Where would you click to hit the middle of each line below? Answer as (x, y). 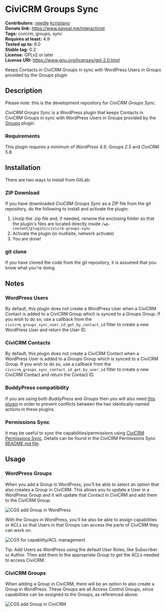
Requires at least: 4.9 (28, 39)
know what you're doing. (31, 268)
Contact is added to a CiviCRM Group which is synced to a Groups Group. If (83, 314)
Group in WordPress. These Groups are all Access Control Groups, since (79, 589)
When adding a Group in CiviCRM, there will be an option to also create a (80, 584)
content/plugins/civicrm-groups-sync (51, 229)
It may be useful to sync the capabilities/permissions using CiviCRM (75, 433)
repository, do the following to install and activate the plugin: (67, 209)
